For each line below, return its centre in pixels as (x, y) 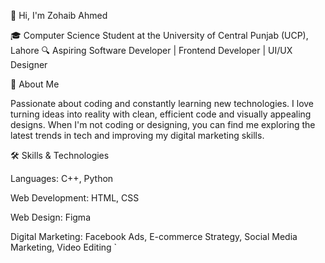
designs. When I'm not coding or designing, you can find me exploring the (163, 124)
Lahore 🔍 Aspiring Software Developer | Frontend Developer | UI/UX (151, 50)
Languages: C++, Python (62, 178)
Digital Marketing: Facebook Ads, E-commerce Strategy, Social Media (154, 236)
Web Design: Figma (50, 217)
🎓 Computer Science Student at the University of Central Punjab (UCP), (159, 35)
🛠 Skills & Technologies (60, 155)
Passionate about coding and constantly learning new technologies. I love (162, 103)
